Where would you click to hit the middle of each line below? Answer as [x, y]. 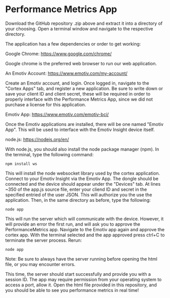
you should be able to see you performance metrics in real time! [72, 290]
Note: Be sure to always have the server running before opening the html [81, 259]
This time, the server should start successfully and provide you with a [78, 274]
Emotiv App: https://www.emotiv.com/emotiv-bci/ [57, 114]
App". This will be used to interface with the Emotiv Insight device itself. [80, 130]
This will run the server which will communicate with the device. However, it [84, 219]
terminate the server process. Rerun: [44, 240]
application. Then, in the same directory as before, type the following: [78, 200]
